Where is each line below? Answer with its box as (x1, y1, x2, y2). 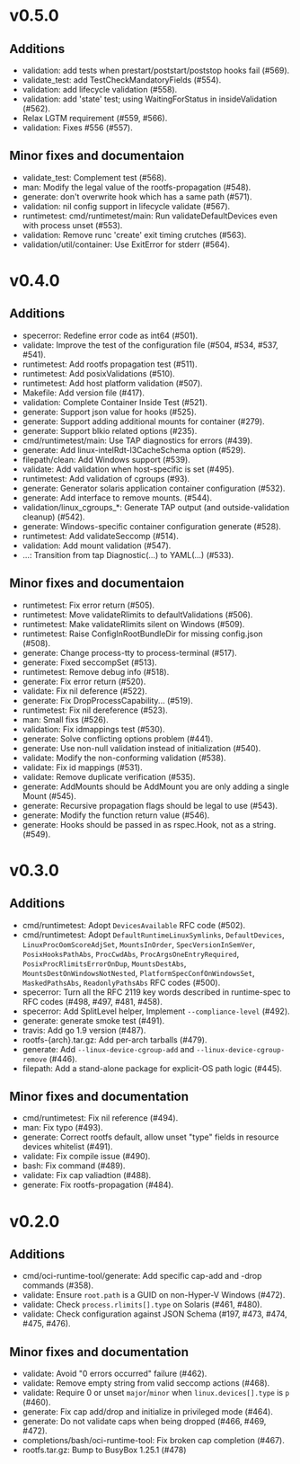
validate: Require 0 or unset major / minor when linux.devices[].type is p (22, 1388, 290, 1398)
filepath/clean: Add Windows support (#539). (22, 454, 190, 465)
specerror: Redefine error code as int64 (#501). (22, 330, 199, 341)
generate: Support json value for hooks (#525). (22, 406, 198, 417)
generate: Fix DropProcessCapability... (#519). (22, 695, 193, 705)
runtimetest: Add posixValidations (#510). (22, 368, 175, 378)
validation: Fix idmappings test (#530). (22, 723, 165, 734)
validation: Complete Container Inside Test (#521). (22, 396, 208, 407)
